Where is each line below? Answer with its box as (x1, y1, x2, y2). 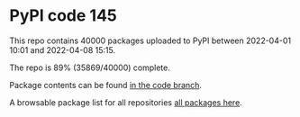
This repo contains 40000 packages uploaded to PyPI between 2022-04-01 (9, 35, 291, 46)
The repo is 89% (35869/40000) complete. (9, 62, 171, 73)
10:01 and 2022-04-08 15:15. (9, 44, 115, 55)
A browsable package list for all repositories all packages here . (9, 96, 243, 108)
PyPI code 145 (9, 5, 117, 26)
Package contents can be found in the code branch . (9, 79, 203, 90)
